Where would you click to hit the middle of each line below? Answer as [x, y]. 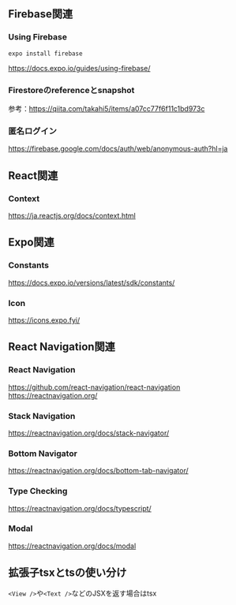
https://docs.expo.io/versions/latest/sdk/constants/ [92, 282]
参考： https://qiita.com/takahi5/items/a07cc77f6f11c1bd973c [107, 108]
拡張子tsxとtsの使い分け [67, 573]
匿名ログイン [33, 131]
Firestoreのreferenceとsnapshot [71, 90]
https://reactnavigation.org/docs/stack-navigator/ [89, 433]
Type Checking [38, 491]
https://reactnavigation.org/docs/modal [72, 546]
